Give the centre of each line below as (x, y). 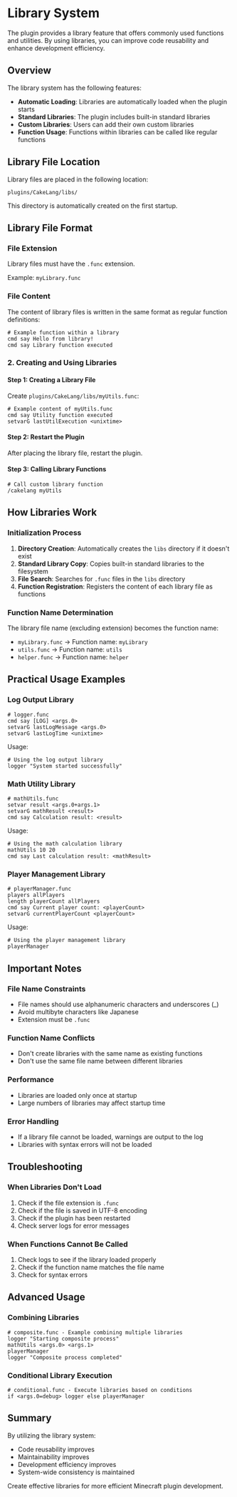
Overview (30, 70)
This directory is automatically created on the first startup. (93, 206)
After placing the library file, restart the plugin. (75, 453)
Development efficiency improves (67, 1464)
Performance (31, 1080)
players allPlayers (36, 895)
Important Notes (44, 968)
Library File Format (50, 227)
